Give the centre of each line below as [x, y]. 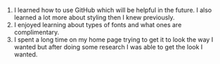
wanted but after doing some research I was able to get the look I [108, 47]
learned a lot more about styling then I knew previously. [94, 17]
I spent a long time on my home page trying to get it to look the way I [114, 40]
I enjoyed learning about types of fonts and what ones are [98, 25]
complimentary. [37, 32]
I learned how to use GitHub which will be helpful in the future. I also [113, 10]
